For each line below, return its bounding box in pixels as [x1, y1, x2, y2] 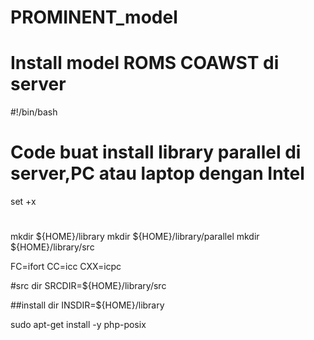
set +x [10, 196, 37, 208]
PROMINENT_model [10, 6, 178, 29]
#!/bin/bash [10, 106, 58, 118]
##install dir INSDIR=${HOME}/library [10, 299, 165, 311]
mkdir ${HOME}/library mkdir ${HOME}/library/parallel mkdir [10, 231, 260, 243]
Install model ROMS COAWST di [10, 52, 280, 75]
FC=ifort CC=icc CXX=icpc [10, 261, 122, 273]
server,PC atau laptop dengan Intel [10, 162, 305, 185]
